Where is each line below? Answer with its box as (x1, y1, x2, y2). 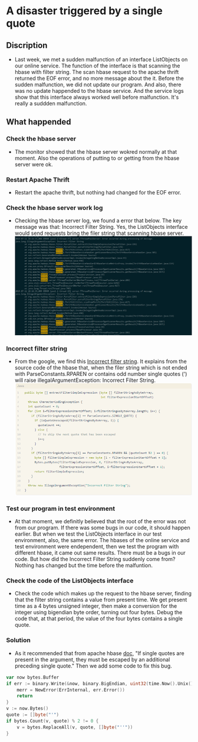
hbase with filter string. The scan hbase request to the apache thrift (14, 69, 179, 75)
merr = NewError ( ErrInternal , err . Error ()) (16, 687, 126, 693)
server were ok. (14, 161, 53, 168)
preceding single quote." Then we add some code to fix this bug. (14, 662, 172, 669)
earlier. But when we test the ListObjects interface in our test (14, 530, 162, 537)
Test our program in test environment (6, 504, 115, 513)
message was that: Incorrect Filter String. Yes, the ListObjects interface (14, 223, 188, 231)
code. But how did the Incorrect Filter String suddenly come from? (14, 556, 176, 563)
